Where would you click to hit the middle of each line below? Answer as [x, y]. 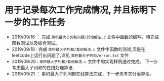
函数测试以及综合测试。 [36, 43]
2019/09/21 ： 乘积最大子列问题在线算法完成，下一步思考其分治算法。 [83, 74]
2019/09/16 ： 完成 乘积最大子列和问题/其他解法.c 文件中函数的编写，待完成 [85, 37]
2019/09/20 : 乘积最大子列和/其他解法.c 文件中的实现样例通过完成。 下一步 [85, 61]
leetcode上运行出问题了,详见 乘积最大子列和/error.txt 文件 [70, 55]
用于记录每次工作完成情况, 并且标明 [76, 10]
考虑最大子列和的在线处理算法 [42, 67]
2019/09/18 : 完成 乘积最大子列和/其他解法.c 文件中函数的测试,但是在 [79, 49]
